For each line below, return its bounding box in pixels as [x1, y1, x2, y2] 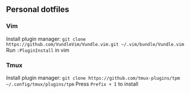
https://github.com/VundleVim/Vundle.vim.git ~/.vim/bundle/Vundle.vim [6, 41, 184, 47]
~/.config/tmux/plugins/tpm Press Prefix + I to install [6, 80, 139, 87]
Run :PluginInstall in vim [6, 46, 70, 53]
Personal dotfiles [6, 5, 70, 15]
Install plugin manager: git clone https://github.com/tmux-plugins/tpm [6, 74, 180, 81]
